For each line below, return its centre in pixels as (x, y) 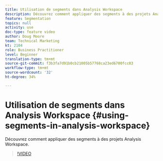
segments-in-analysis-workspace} (78, 125)
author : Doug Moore (25, 37)
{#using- (110, 115)
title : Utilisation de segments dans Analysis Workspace (64, 9)
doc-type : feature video (30, 32)
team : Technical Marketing (32, 41)
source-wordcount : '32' (29, 73)
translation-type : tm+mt (30, 59)
